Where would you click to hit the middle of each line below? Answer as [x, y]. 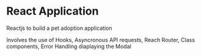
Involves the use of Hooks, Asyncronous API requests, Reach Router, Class [101, 40]
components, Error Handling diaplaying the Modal [69, 46]
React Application [53, 11]
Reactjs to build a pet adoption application [59, 28]
